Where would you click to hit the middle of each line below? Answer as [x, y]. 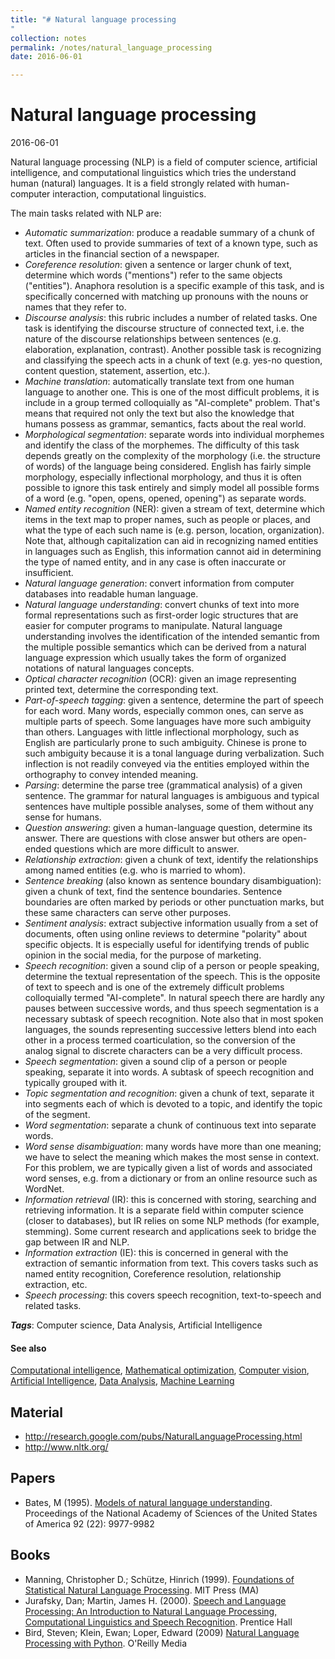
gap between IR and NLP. [77, 1242]
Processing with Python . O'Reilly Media [106, 1643]
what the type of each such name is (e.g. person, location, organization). [174, 530]
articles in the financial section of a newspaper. [122, 254]
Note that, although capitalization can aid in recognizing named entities [171, 541]
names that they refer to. [75, 307]
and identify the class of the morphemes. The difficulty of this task [162, 445]
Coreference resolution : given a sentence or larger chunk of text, [158, 265]
